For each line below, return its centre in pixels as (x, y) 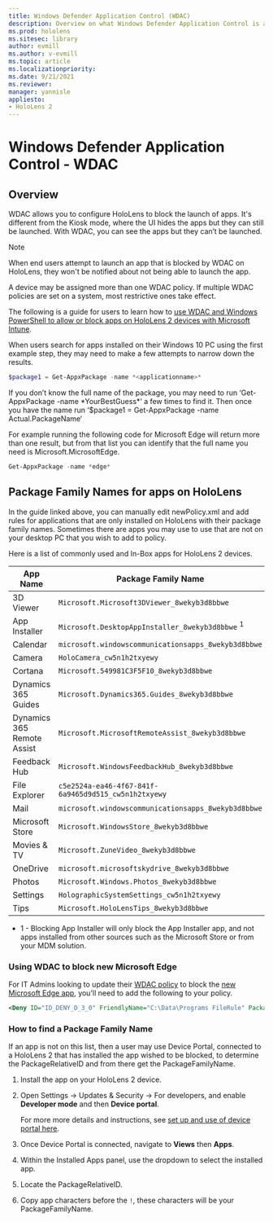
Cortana (28, 670)
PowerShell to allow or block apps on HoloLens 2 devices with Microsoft (129, 321)
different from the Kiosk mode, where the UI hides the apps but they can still (136, 223)
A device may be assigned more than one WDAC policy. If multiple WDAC (131, 288)
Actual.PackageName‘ (45, 419)
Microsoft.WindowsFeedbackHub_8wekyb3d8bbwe (146, 766)
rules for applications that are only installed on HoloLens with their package (135, 520)
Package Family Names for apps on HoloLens (125, 492)
